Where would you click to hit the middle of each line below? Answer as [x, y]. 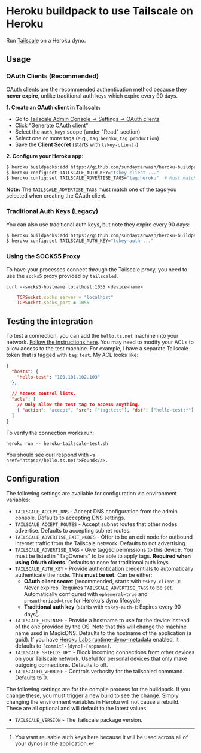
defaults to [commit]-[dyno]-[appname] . [63, 646]
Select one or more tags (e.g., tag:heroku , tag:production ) [87, 138]
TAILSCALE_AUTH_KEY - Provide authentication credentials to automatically [104, 568]
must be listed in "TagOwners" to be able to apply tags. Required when [103, 556]
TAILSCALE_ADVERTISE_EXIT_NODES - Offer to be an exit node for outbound [104, 537]
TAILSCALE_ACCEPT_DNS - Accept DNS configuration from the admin [96, 511]
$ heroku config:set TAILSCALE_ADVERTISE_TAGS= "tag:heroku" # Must [93, 178]
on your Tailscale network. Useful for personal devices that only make [101, 659]
